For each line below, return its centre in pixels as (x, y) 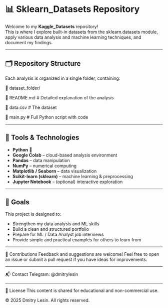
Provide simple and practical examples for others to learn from (77, 240)
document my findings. (29, 42)
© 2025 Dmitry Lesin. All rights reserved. (47, 300)
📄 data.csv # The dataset (31, 107)
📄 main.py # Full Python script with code (47, 117)
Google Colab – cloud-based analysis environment (65, 155)
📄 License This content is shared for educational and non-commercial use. (82, 290)
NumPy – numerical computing (44, 166)
